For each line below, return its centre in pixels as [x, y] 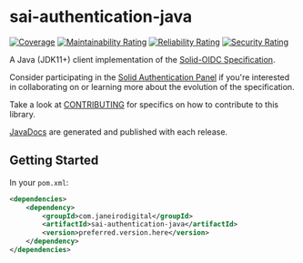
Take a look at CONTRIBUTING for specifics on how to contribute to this [144, 104]
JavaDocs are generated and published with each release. [119, 131]
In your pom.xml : [39, 182]
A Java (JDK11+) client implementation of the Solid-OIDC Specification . [142, 59]
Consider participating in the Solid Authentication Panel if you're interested [150, 77]
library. [23, 114]
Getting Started [54, 161]
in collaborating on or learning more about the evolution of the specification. [152, 86]
